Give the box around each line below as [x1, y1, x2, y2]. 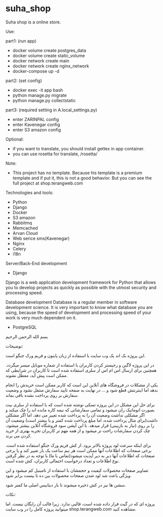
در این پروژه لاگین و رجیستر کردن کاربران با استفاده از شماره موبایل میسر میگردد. [5, 362, 155, 368]
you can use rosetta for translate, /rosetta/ [12, 151, 98, 157]
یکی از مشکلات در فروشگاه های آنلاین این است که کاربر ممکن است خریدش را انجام [5, 382, 158, 388]
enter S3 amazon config [12, 126, 61, 132]
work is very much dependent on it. [5, 314, 77, 320]
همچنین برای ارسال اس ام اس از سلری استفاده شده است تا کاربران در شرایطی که [5, 367, 157, 373]
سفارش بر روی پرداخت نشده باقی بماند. [5, 392, 79, 398]
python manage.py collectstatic [12, 97, 76, 103]
